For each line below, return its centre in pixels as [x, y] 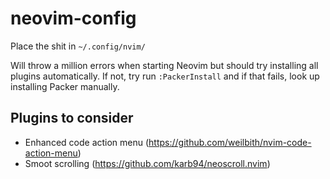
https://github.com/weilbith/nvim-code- [230, 142]
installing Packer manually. [65, 86]
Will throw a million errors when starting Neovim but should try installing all [164, 65]
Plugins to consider [72, 118]
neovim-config [73, 18]
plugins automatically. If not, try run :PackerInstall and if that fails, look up [165, 76]
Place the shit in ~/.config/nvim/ [78, 46]
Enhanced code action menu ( [87, 142]
